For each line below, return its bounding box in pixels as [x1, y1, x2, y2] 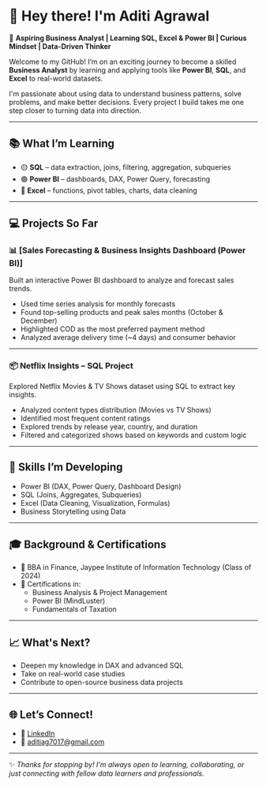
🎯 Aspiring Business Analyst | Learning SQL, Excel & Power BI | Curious [9, 33, 247, 43]
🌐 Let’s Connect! [9, 708, 94, 721]
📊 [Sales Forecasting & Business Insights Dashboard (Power [9, 245, 246, 256]
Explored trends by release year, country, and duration [20, 421, 198, 431]
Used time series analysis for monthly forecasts [20, 299, 176, 309]
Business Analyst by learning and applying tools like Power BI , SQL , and [9, 65, 246, 74]
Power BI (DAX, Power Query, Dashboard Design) [20, 481, 182, 491]
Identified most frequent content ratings [20, 414, 151, 423]
